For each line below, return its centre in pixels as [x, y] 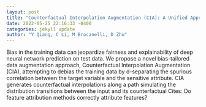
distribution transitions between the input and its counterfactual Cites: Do [99, 91]
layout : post [23, 12]
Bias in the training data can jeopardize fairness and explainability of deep [100, 52]
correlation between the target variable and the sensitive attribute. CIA [95, 78]
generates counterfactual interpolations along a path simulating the [91, 85]
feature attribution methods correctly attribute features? [77, 98]
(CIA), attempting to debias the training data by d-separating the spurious [99, 72]
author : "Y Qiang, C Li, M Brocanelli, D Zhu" [67, 35]
